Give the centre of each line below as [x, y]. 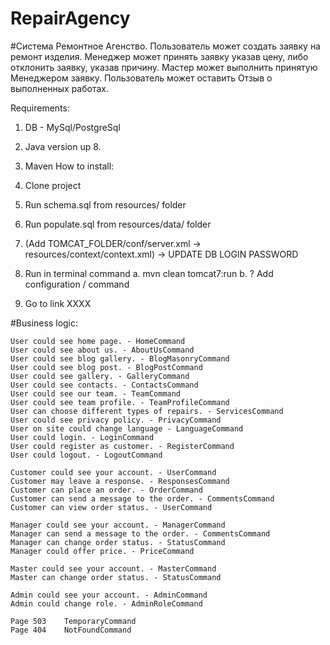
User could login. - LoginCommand [82, 437]
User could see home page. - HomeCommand [98, 341]
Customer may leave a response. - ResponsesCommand [120, 481]
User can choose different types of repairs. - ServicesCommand [147, 411]
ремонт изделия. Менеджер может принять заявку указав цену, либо [159, 56]
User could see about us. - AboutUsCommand [102, 350]
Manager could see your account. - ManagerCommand [118, 525]
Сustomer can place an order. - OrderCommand [106, 490]
